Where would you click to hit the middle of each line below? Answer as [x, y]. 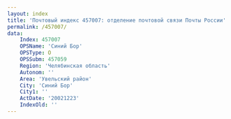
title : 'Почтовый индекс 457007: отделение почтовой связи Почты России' [117, 20]
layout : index [28, 14]
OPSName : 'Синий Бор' [51, 46]
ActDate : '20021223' [50, 99]
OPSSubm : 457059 [44, 59]
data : [15, 33]
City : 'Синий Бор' [46, 85]
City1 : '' [34, 92]
